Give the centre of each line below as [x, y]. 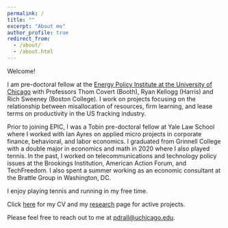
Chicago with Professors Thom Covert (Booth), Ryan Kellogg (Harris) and [110, 91]
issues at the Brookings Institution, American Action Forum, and [97, 163]
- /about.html [33, 52]
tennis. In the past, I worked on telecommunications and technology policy [112, 155]
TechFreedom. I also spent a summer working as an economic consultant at [114, 170]
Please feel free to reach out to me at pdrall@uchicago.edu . [91, 217]
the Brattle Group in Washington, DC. [59, 177]
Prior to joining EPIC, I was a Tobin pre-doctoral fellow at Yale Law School [111, 127]
